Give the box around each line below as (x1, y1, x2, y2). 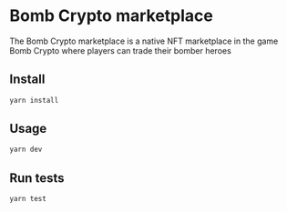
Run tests (9, 170, 65, 186)
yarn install (9, 96, 59, 105)
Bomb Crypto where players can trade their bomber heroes (9, 45, 232, 56)
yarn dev (9, 145, 43, 155)
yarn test (9, 195, 47, 204)
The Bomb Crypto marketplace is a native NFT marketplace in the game (9, 35, 279, 46)
